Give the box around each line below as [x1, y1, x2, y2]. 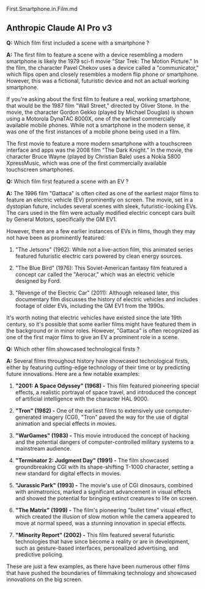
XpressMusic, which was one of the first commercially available [6, 159, 167, 167]
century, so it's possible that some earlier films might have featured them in [6, 320, 197, 328]
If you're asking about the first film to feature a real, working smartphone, [6, 95, 192, 103]
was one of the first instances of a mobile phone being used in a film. [6, 128, 181, 135]
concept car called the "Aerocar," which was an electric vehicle [15, 271, 175, 278]
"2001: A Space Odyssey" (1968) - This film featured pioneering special [15, 382, 199, 389]
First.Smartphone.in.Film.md [6, 6, 78, 12]
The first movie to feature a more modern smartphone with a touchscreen [6, 140, 192, 147]
